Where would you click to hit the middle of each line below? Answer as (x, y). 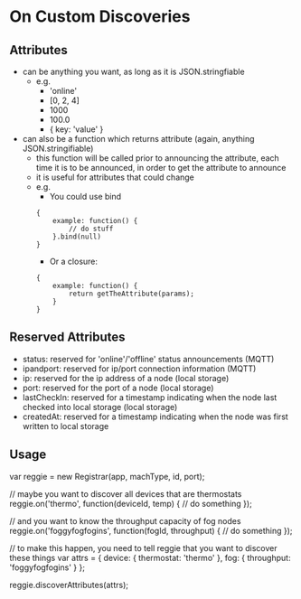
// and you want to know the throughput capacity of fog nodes (125, 520)
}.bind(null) (77, 237)
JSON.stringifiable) (58, 148)
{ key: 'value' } (76, 129)
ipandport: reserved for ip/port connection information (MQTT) (139, 369)
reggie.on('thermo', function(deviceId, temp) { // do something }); (131, 503)
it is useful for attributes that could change (115, 177)
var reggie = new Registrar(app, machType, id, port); (107, 476)
